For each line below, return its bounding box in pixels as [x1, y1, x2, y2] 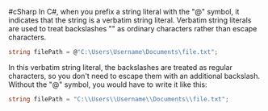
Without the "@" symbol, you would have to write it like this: [8, 80, 207, 89]
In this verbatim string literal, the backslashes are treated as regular [8, 62, 232, 72]
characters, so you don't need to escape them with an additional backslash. [8, 71, 261, 80]
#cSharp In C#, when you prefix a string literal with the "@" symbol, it [8, 7, 240, 16]
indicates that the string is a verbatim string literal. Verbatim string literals [8, 15, 252, 25]
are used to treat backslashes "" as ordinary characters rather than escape [8, 24, 258, 33]
